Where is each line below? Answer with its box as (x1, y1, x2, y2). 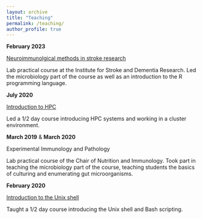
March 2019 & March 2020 (6, 133, 76, 141)
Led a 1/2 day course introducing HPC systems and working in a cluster (6, 115, 187, 122)
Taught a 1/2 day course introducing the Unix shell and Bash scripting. (6, 206, 183, 213)
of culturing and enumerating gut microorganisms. (6, 170, 133, 177)
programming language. (6, 80, 67, 87)
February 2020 (6, 182, 46, 190)
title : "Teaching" (6, 15, 53, 21)
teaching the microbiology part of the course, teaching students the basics (6, 163, 195, 171)
